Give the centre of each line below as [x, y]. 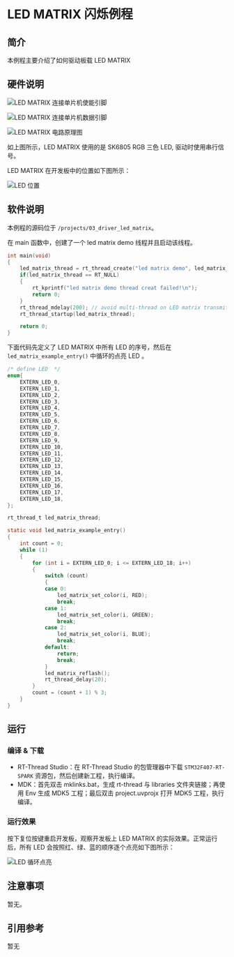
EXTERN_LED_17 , [42, 492]
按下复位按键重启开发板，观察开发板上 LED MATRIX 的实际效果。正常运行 [112, 838]
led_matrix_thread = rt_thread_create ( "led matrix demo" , [106, 269]
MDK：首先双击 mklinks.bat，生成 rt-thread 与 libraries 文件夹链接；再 [118, 785]
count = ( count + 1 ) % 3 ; [70, 693]
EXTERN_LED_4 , [40, 408]
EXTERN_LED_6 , [40, 421]
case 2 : [56, 628]
